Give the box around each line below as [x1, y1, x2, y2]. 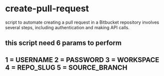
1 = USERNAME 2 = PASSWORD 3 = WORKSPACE [5, 55, 160, 64]
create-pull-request [5, 3, 89, 14]
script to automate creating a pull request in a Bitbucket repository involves [5, 19, 160, 25]
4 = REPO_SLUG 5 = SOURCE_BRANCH [5, 63, 128, 72]
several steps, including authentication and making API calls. [5, 24, 130, 30]
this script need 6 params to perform [5, 39, 122, 47]
